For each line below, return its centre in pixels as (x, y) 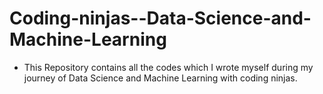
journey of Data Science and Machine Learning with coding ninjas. (160, 78)
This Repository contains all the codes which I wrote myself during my (168, 67)
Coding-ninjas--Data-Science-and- (160, 18)
